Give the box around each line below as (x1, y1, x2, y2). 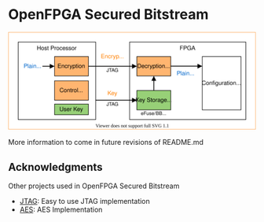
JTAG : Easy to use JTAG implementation (19, 196, 151, 205)
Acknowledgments (8, 160, 104, 174)
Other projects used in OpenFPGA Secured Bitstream (8, 181, 180, 191)
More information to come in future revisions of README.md (8, 138, 204, 147)
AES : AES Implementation (19, 205, 103, 214)
